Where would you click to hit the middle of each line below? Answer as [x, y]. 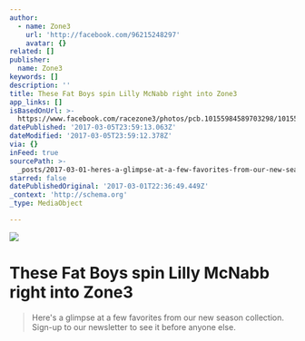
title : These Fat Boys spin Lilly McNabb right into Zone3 [123, 93]
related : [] [32, 52]
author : [24, 18]
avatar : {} [46, 43]
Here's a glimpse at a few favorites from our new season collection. [157, 317]
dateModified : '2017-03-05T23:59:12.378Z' [91, 136]
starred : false [38, 178]
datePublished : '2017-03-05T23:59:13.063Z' [93, 128]
